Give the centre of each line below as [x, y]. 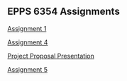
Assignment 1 [27, 28]
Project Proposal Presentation [51, 56]
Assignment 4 [28, 42]
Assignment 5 [28, 69]
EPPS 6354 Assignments [64, 12]
